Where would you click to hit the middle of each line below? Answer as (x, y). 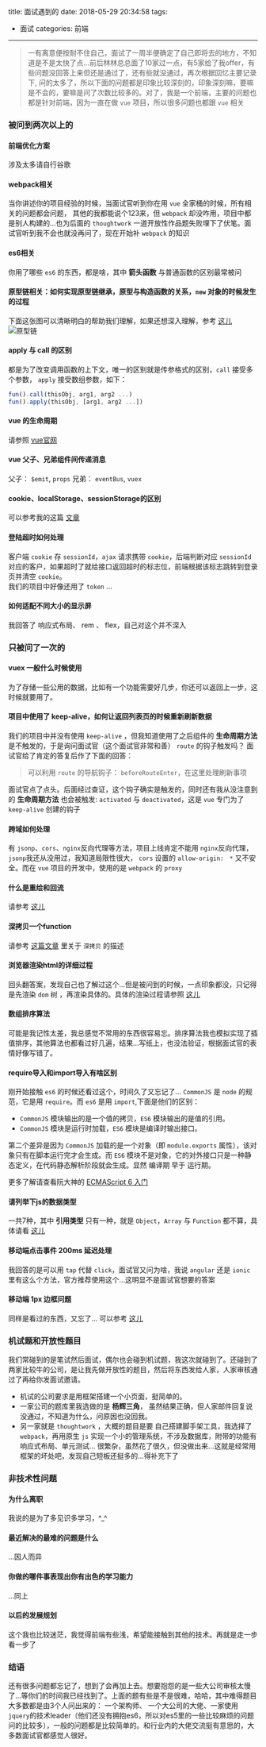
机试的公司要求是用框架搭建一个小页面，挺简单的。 (103, 1397)
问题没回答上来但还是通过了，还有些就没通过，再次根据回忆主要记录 (146, 73)
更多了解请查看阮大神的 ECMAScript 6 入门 (78, 1182)
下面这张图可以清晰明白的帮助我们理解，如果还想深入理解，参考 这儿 (120, 321)
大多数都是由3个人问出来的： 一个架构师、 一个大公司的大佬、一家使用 (123, 1706)
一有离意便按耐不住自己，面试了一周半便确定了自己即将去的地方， (135, 53)
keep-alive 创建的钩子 (44, 809)
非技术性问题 (33, 1479)
